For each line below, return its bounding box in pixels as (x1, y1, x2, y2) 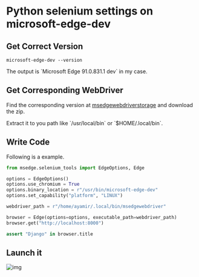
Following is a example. (6, 153, 65, 160)
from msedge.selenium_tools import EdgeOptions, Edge (6, 165, 145, 171)
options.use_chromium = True (6, 181, 80, 187)
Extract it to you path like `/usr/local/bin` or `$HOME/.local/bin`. (6, 119, 163, 126)
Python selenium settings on (6, 4, 153, 18)
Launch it (6, 247, 42, 258)
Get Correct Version (6, 41, 83, 51)
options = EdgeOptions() (6, 175, 69, 182)
